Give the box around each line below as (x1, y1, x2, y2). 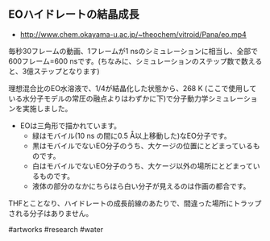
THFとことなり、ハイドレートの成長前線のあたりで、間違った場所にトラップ (8, 198, 262, 208)
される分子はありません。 (8, 208, 93, 218)
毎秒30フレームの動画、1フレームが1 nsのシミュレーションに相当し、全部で (8, 46, 259, 56)
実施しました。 (22, 103, 73, 113)
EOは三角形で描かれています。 (19, 120, 122, 131)
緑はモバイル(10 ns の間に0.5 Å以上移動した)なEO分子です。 (31, 131, 231, 140)
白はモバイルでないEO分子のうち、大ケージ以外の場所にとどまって (31, 160, 254, 171)
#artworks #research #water (8, 224, 104, 234)
